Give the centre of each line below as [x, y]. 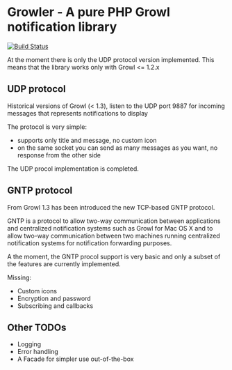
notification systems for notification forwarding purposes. [90, 243]
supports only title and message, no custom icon [87, 140]
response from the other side [59, 155]
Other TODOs [37, 327]
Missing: [19, 277]
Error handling [38, 352]
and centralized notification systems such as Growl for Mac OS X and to [110, 228]
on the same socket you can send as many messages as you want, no [117, 148]
